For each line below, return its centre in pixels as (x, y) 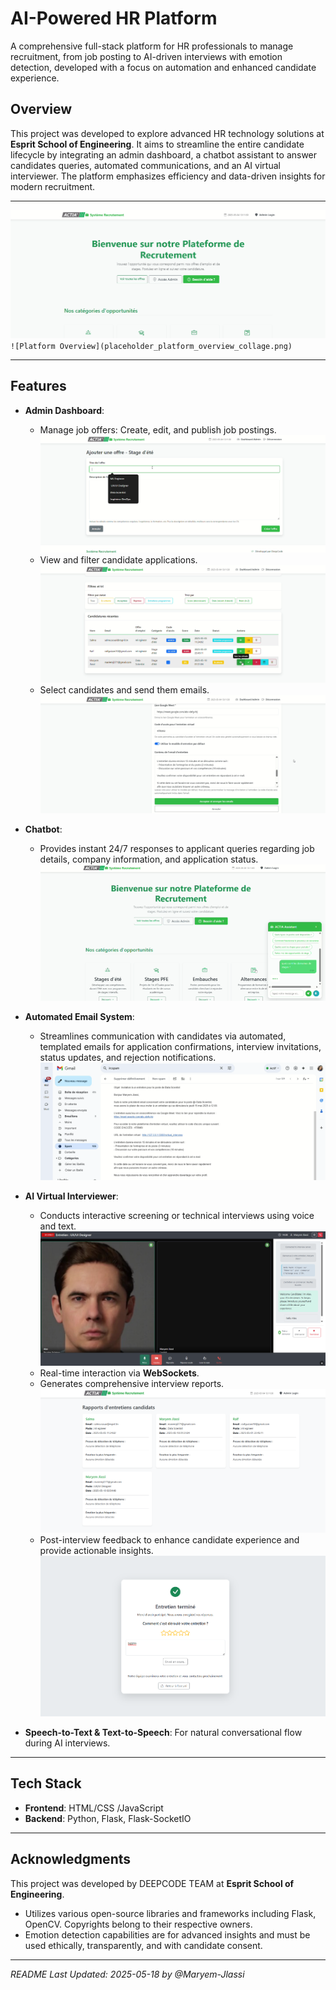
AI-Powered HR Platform (114, 18)
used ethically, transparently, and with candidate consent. (143, 1945)
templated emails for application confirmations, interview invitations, (180, 1047)
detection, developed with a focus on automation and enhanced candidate (163, 67)
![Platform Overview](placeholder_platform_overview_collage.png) (151, 346)
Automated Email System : (79, 1017)
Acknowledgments (71, 1859)
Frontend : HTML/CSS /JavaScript (94, 1808)
